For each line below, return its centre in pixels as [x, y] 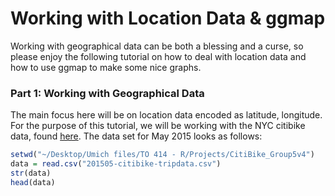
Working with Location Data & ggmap [168, 18]
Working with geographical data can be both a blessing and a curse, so [157, 46]
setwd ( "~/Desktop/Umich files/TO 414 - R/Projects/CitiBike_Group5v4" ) [162, 155]
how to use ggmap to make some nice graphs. [106, 67]
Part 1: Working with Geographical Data [107, 93]
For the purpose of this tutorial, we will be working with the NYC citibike [158, 126]
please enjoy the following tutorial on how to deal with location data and [158, 56]
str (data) [31, 173]
